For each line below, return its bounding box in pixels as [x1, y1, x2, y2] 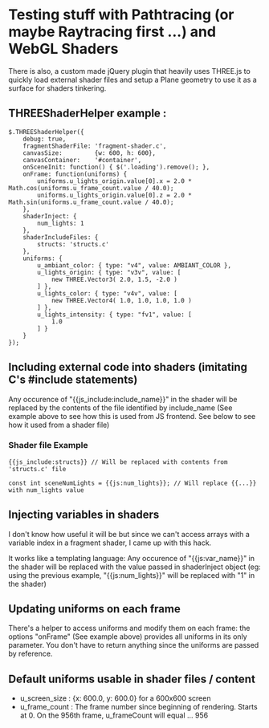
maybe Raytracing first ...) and [8, 22, 217, 41]
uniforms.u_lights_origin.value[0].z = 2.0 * [37, 191, 193, 199]
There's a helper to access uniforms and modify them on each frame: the [8, 624, 251, 633]
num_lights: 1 [37, 219, 84, 227]
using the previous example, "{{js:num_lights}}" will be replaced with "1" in [8, 570, 255, 580]
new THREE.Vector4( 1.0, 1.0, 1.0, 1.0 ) [51, 296, 193, 304]
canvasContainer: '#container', [22, 156, 142, 164]
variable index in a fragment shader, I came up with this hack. [8, 538, 212, 547]
